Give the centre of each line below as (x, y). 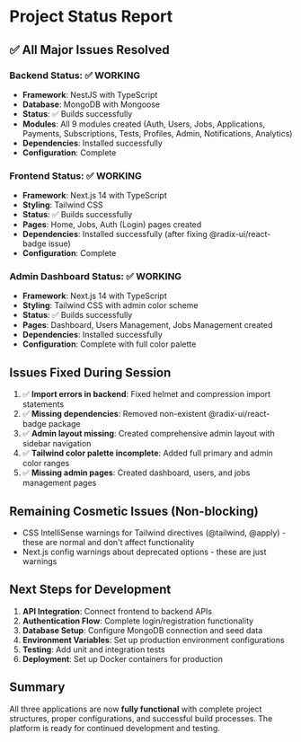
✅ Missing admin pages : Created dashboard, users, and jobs (136, 473)
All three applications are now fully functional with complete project (136, 709)
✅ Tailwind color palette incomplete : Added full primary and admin (148, 453)
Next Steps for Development (90, 590)
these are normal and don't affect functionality (108, 543)
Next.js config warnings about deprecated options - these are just (144, 552)
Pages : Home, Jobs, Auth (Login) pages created (112, 225)
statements (43, 404)
